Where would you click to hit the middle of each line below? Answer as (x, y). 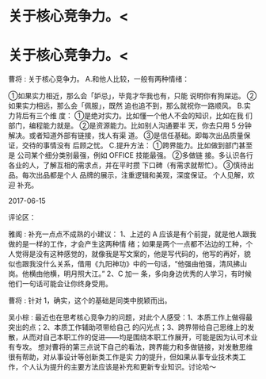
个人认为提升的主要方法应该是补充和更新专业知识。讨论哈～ (119, 367)
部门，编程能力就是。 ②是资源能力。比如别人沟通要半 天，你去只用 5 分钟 (130, 126)
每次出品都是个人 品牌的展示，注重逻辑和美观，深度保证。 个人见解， (135, 175)
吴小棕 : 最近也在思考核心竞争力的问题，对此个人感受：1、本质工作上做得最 (131, 317)
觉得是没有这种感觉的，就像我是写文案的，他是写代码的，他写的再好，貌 (133, 254)
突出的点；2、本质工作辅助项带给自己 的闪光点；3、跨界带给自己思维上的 (128, 327)
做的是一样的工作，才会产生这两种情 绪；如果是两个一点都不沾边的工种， (127, 244)
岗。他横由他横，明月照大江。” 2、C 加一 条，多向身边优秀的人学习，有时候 (130, 274)
